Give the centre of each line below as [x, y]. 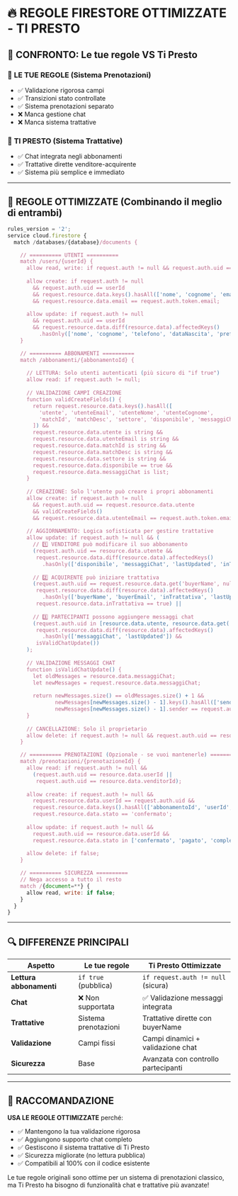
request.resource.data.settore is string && [100, 458]
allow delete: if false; [63, 854]
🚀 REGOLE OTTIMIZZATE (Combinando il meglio [115, 202]
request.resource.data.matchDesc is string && [103, 452]
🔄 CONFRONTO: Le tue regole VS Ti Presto [103, 55]
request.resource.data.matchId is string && [100, 446]
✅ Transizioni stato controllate [62, 98]
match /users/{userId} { [57, 261]
